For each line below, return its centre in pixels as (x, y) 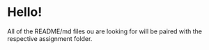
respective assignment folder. (50, 38)
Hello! (25, 12)
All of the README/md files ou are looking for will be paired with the (104, 31)
